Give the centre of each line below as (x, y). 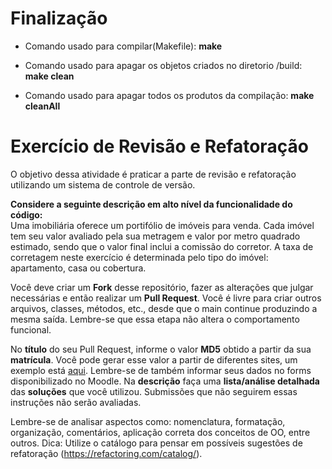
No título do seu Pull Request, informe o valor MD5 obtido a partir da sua (161, 349)
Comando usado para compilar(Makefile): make (123, 46)
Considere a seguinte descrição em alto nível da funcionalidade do (151, 204)
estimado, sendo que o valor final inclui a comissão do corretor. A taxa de (162, 246)
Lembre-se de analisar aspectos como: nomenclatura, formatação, (148, 421)
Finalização (59, 18)
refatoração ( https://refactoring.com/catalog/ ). (106, 453)
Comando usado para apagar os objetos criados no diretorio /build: (163, 65)
